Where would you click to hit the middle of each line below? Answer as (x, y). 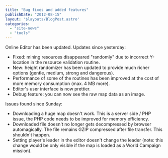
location (21, 62)
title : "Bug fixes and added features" (47, 10)
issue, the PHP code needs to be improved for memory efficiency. (81, 119)
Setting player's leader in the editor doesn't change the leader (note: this (88, 140)
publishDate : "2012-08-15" (33, 14)
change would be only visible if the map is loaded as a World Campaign (87, 145)
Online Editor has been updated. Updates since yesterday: (65, 47)
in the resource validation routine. (65, 62)
